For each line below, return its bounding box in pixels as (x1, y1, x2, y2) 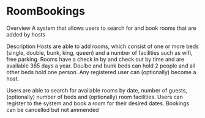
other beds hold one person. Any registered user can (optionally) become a (6, 68, 196, 75)
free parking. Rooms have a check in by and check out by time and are (6, 55, 185, 63)
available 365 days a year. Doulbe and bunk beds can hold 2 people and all (6, 62, 196, 69)
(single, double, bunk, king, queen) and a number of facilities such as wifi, (6, 49, 193, 56)
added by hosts (6, 30, 46, 38)
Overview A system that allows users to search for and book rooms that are (6, 24, 197, 32)
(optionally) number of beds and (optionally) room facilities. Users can (6, 93, 184, 100)
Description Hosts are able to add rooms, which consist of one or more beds (6, 43, 199, 50)
